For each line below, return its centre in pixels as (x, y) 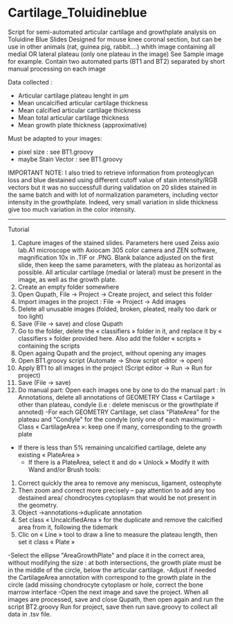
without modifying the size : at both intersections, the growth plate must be (115, 562)
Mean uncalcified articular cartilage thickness (83, 102)
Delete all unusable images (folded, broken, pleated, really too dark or (117, 309)
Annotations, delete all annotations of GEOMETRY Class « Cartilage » (116, 397)
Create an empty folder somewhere (68, 287)
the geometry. (38, 505)
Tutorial (19, 229)
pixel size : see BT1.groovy (56, 152)
